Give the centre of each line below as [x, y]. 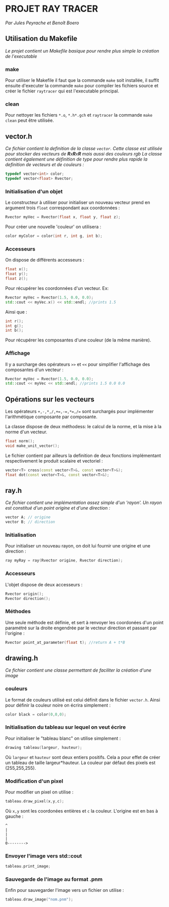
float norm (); [20, 441]
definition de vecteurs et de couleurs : [45, 165]
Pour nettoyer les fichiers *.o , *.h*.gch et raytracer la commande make [79, 115]
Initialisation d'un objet [34, 191]
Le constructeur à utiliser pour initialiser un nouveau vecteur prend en [78, 203]
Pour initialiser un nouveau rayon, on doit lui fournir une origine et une [78, 546]
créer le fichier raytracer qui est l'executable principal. [62, 91]
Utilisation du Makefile [41, 39]
